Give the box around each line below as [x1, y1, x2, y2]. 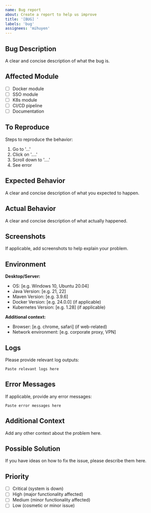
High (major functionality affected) [12, 491, 83, 497]
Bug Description [5, 45, 56, 53]
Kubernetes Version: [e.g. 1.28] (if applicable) [12, 304, 106, 311]
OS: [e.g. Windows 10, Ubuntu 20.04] [12, 283, 89, 289]
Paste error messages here [5, 403, 61, 408]
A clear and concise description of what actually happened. [5, 217, 128, 223]
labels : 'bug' [5, 21, 35, 27]
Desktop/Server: [5, 274, 41, 280]
